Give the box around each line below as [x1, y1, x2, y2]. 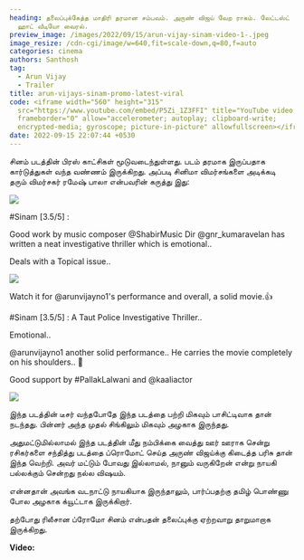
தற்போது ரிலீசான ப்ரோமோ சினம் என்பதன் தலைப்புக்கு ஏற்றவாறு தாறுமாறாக [9, 513, 271, 525]
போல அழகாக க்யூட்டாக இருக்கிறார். [9, 495, 133, 507]
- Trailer [17, 81, 54, 90]
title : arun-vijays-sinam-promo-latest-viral [9, 89, 184, 98]
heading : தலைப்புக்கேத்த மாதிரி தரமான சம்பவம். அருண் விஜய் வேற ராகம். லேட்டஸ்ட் [9, 13, 290, 23]
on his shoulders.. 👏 [9, 356, 83, 367]
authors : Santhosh [9, 55, 79, 64]
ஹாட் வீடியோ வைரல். [17, 22, 89, 31]
